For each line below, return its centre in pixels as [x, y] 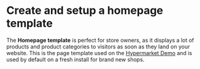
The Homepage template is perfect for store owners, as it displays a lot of [100, 40]
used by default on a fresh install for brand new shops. [75, 59]
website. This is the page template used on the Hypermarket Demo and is [99, 53]
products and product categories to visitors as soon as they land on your [98, 47]
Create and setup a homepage [85, 11]
